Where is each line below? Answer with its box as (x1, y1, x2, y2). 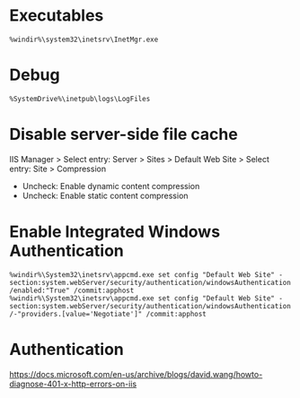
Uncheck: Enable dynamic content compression (22, 180, 200, 191)
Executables (9, 5, 104, 26)
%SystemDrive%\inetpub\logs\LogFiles (9, 94, 151, 103)
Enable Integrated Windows (9, 221, 221, 242)
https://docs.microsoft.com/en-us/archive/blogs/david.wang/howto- (9, 368, 263, 379)
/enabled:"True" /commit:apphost (9, 286, 135, 295)
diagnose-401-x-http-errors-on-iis (9, 378, 137, 389)
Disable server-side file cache (9, 125, 238, 144)
